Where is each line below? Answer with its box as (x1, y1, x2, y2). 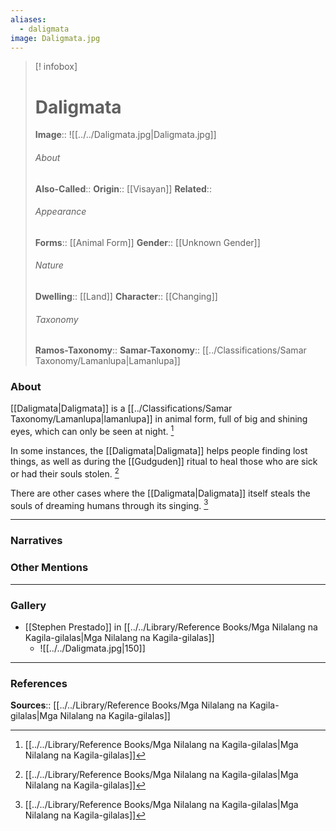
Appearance (34, 206, 87, 218)
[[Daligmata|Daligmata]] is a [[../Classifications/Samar (10, 402, 233, 415)
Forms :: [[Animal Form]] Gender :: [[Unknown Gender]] (34, 236, 261, 248)
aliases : (10, 14, 47, 25)
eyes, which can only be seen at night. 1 (10, 424, 175, 438)
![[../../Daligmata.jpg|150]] (39, 642, 146, 654)
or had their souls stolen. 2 (10, 466, 120, 480)
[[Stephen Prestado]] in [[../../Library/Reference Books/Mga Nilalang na (24, 621, 318, 633)
